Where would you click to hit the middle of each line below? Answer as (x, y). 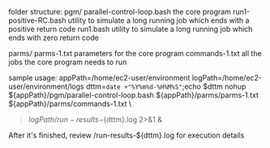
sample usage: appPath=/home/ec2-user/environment (99, 78)
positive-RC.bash (37, 20)
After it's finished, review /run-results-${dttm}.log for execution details (126, 135)
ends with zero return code (54, 37)
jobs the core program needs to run (68, 62)
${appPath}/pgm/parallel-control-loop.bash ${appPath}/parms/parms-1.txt (134, 95)
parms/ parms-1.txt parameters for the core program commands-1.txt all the (135, 53)
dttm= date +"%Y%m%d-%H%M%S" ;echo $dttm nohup (166, 86)
